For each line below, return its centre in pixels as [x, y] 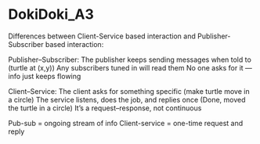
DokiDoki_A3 [51, 14]
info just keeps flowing [45, 76]
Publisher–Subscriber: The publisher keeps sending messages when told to [130, 59]
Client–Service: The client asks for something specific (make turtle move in [129, 91]
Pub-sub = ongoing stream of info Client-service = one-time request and [126, 123]
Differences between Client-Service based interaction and [102, 36]
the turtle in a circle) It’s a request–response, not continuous [105, 108]
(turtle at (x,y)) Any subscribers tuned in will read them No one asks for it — [130, 67]
